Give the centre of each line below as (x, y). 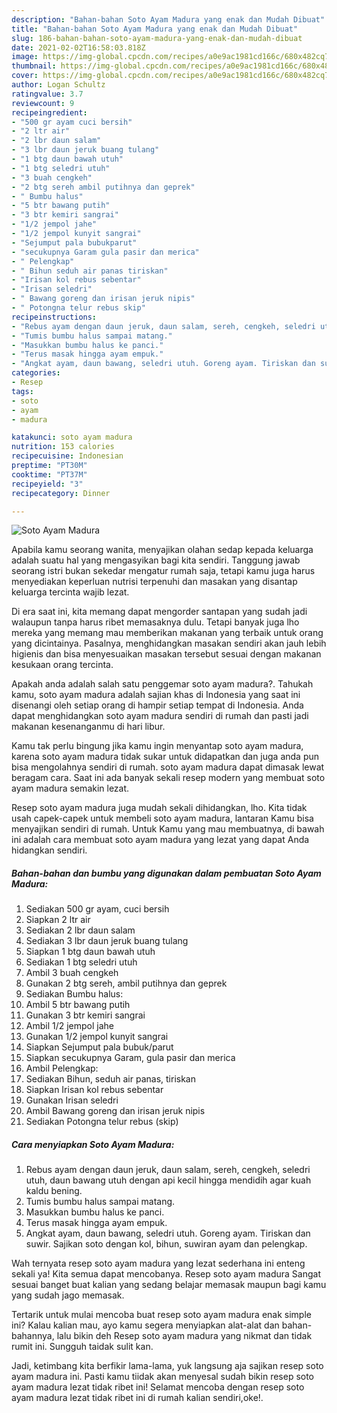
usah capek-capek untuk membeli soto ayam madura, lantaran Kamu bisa (162, 818)
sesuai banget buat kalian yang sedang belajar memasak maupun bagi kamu (169, 1285)
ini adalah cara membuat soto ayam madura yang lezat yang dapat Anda (160, 840)
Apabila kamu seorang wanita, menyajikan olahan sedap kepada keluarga (162, 550)
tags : (22, 391)
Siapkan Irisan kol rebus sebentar (94, 1090)
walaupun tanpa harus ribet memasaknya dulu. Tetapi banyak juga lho (155, 622)
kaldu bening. (54, 1191)
